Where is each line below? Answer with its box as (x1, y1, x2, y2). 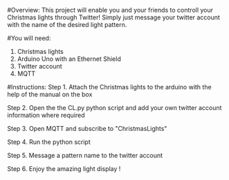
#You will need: (7, 34, 51, 42)
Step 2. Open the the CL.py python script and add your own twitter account (7, 104, 222, 111)
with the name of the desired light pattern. (7, 21, 127, 28)
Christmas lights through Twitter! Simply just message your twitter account (7, 13, 220, 21)
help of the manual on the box (7, 90, 93, 98)
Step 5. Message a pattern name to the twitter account (7, 152, 163, 159)
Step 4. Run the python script (7, 138, 91, 146)
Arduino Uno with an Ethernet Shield (17, 55, 121, 63)
